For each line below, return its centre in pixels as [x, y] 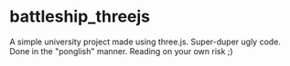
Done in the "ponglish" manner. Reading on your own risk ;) [121, 51]
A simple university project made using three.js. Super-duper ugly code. [145, 42]
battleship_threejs [80, 17]
